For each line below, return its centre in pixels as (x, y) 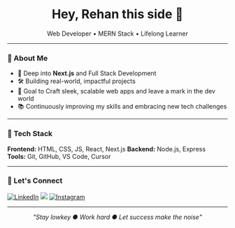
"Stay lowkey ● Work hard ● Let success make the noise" (117, 217)
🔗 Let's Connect (35, 181)
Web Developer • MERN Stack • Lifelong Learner (117, 33)
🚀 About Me (28, 58)
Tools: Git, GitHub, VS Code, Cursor (59, 156)
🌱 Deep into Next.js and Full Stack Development (87, 73)
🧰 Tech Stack (30, 134)
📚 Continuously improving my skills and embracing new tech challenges (122, 107)
